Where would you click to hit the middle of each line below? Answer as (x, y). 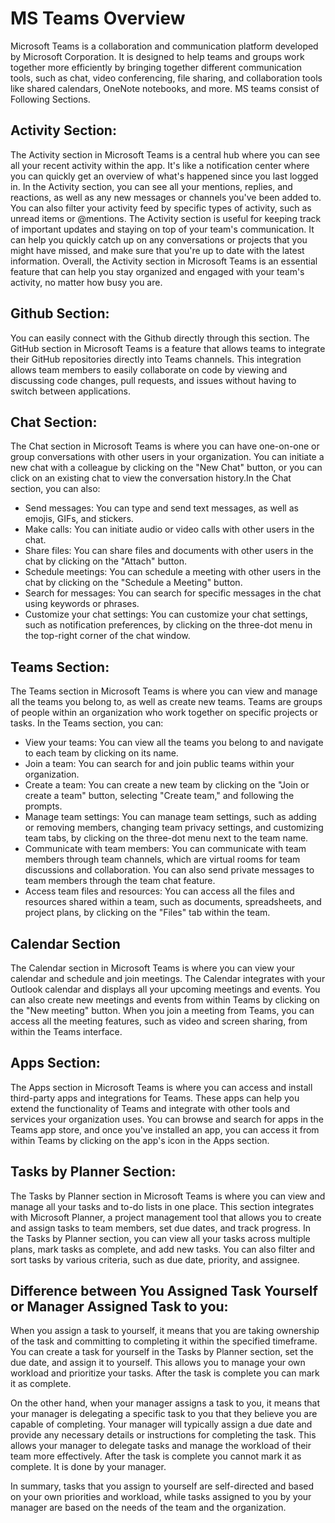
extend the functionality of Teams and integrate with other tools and (150, 1108)
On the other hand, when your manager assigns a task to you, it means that (165, 1403)
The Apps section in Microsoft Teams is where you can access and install (161, 1087)
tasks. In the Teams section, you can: (87, 723)
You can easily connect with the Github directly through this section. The (160, 338)
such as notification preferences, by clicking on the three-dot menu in (168, 625)
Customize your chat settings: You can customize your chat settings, (166, 614)
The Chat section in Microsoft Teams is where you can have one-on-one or (165, 446)
